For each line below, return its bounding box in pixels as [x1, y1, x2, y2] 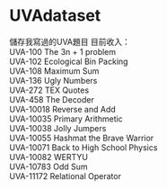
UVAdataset [9, 5, 101, 26]
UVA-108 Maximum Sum [9, 65, 100, 76]
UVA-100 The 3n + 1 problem [9, 46, 117, 57]
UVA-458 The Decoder [9, 94, 94, 104]
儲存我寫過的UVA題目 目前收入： [9, 36, 130, 47]
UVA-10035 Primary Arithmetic [9, 113, 123, 124]
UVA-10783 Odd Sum [9, 161, 88, 172]
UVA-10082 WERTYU [9, 151, 88, 162]
